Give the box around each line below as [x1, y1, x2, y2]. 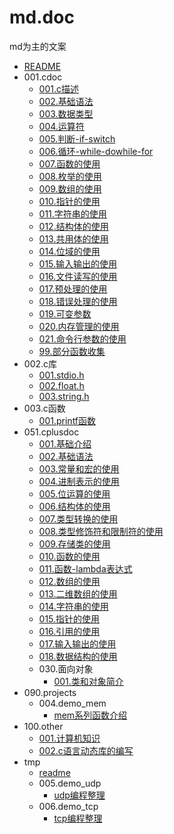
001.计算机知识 [38, 732, 101, 744]
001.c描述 [38, 82, 79, 95]
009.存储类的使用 [38, 537, 111, 550]
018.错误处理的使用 [38, 295, 118, 307]
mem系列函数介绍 [53, 709, 128, 721]
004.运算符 [38, 120, 85, 132]
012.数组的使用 [38, 575, 101, 587]
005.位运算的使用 [38, 487, 111, 500]
